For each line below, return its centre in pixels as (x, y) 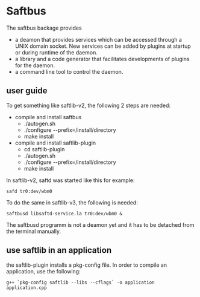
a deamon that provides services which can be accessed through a (98, 39)
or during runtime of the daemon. (56, 52)
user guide (27, 91)
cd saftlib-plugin (44, 149)
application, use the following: (43, 271)
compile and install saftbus (48, 117)
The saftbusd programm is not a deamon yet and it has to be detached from (100, 224)
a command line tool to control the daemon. (69, 71)
